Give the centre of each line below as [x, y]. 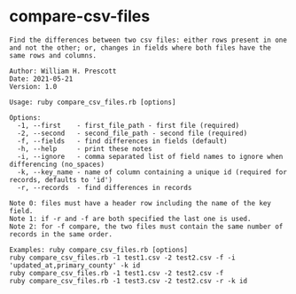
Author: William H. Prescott [63, 71]
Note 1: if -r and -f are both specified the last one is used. [130, 219]
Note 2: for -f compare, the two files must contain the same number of [146, 226]
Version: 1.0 [33, 86]
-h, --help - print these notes [85, 148]
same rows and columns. [53, 55]
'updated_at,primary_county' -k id [75, 265]
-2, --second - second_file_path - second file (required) [132, 133]
